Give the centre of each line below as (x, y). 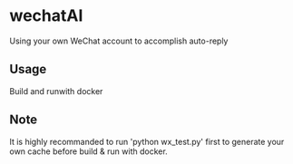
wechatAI (46, 16)
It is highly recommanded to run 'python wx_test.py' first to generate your (147, 141)
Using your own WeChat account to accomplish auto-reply (119, 41)
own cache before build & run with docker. (88, 151)
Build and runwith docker (56, 91)
